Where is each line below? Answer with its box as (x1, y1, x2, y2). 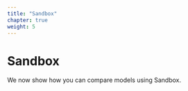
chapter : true (7, 17, 49, 24)
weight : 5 (7, 23, 36, 30)
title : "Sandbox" (7, 10, 58, 17)
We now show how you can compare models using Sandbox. (7, 76, 182, 84)
